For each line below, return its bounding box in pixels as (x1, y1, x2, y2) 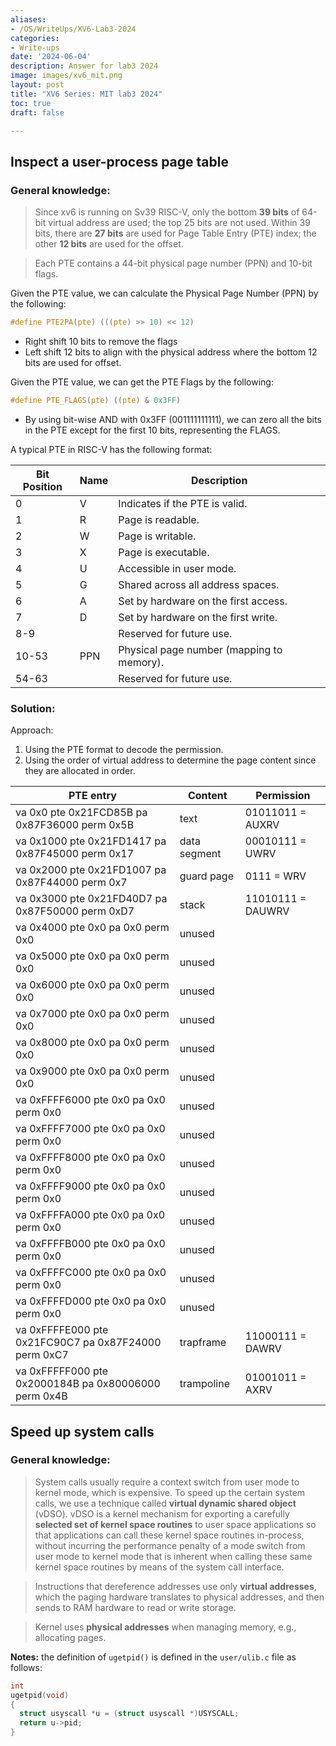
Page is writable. (118, 529, 197, 543)
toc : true (10, 98, 52, 108)
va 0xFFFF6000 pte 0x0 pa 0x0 (15, 1093, 166, 1107)
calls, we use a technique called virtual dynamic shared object (34, 1497, 297, 1509)
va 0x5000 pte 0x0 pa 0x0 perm (15, 949, 170, 963)
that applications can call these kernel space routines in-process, (34, 1529, 305, 1541)
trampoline (179, 1377, 230, 1391)
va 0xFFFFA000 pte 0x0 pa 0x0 (15, 1208, 166, 1222)
